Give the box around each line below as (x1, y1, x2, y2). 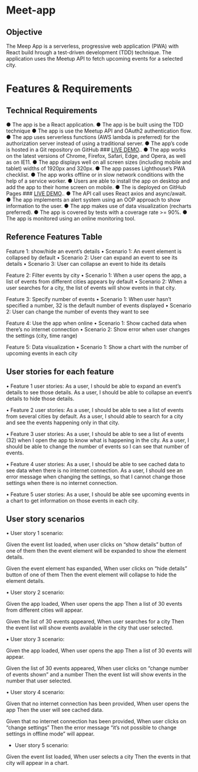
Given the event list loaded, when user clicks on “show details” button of (6, 541, 183, 548)
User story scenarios (6, 514, 85, 524)
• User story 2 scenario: (6, 589, 65, 596)
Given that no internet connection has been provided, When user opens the (6, 700, 190, 707)
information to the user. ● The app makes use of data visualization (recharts (6, 203, 192, 209)
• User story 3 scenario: (6, 636, 65, 643)
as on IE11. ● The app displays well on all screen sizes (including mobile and (6, 159, 192, 166)
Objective (6, 27, 43, 37)
